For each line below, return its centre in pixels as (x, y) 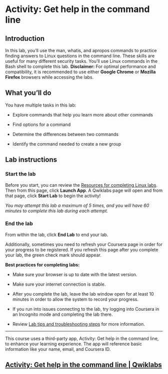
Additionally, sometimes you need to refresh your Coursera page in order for (84, 244)
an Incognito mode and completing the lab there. (62, 314)
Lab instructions (31, 160)
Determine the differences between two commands (65, 134)
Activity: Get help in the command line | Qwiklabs (84, 365)
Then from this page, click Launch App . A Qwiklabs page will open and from (84, 190)
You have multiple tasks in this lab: (41, 105)
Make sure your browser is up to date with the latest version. (75, 274)
